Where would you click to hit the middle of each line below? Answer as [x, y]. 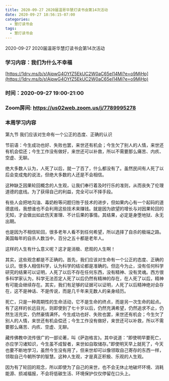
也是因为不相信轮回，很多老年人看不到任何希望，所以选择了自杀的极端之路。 [84, 232]
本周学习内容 [21, 123]
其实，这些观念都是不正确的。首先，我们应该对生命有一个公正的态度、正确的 [84, 260]
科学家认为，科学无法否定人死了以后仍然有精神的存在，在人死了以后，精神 [87, 279]
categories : [18, 19]
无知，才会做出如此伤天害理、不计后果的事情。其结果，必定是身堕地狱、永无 [84, 215]
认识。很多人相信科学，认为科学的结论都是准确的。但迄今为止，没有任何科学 [84, 266]
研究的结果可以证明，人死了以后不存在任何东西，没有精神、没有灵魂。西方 [82, 272]
